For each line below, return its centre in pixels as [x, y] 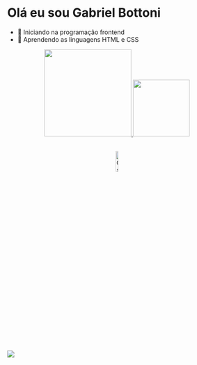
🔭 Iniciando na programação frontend [71, 32]
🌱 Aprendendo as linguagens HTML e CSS [78, 39]
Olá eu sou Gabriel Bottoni [84, 13]
